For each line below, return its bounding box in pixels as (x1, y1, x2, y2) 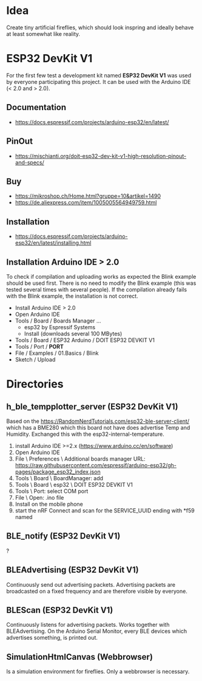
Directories (6, 377, 64, 391)
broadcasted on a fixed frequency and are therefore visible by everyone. (6, 587, 188, 595)
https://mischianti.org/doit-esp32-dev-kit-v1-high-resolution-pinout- (15, 152, 187, 159)
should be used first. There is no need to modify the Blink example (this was (6, 279, 197, 287)
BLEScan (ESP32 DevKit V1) (6, 605, 113, 615)
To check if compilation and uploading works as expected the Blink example (6, 273, 197, 280)
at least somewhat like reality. (6, 30, 81, 37)
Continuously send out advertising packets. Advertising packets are (6, 581, 176, 588)
